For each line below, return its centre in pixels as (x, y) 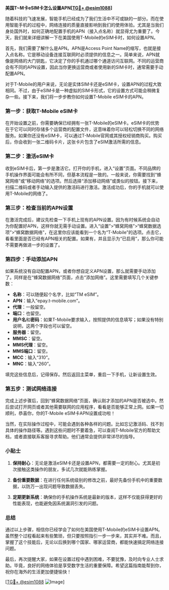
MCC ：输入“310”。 (32, 358)
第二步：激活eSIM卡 (30, 156)
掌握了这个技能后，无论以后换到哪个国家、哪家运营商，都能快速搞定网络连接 (84, 542)
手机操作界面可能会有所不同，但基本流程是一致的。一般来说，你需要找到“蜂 (83, 174)
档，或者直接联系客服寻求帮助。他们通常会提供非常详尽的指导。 (71, 437)
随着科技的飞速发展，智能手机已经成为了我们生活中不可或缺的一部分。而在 (82, 19)
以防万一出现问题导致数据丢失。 (55, 486)
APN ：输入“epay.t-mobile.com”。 (48, 301)
